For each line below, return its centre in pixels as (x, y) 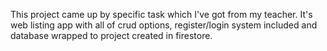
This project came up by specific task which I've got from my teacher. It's (161, 14)
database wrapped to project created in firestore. (111, 35)
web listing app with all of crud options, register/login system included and (164, 25)
